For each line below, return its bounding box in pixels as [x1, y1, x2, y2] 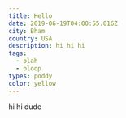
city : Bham [8, 27, 46, 35]
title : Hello [8, 11, 53, 20]
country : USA [8, 34, 53, 43]
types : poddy [8, 72, 53, 80]
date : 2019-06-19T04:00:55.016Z [8, 19, 118, 27]
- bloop [15, 65, 42, 73]
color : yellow [8, 79, 57, 87]
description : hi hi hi [8, 42, 85, 50]
